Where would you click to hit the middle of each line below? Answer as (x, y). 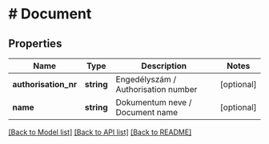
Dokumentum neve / (154, 102)
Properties (35, 44)
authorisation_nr (45, 84)
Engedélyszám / (146, 79)
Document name (147, 112)
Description (164, 66)
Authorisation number (157, 89)
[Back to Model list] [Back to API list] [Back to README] (100, 132)
